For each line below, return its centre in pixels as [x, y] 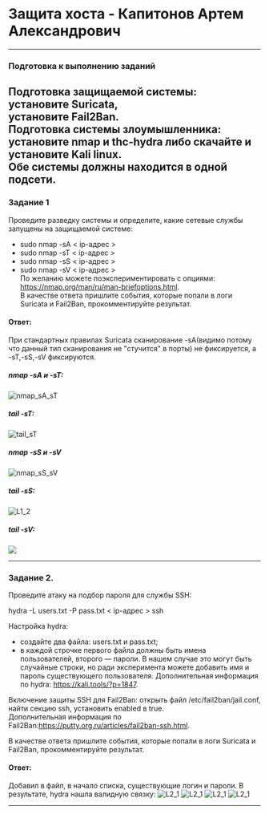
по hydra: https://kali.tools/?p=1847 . [79, 684]
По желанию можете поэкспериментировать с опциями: [117, 278]
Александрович [65, 31]
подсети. [32, 180]
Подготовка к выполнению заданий [82, 66]
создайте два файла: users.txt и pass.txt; [89, 642]
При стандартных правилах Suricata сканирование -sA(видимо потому [130, 340]
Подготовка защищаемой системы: [103, 92]
